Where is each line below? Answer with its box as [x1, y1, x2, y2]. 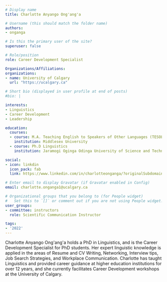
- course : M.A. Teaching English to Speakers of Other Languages [9, 135, 148, 140]
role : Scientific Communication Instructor [9, 212, 101, 217]
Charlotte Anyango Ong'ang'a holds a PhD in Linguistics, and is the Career [5, 239, 158, 245]
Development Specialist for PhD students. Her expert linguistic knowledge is [5, 245, 162, 251]
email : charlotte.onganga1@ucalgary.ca [5, 185, 88, 190]
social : [5, 157, 21, 162]
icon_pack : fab [9, 167, 41, 172]
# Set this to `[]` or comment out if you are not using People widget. [5, 198, 164, 204]
